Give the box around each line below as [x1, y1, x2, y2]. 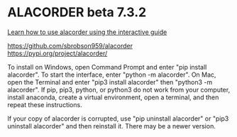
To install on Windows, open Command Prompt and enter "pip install [7, 62, 207, 71]
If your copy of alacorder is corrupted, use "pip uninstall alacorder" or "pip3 [7, 114, 229, 123]
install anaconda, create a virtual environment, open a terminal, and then [7, 93, 219, 102]
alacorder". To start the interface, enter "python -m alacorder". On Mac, [7, 70, 216, 79]
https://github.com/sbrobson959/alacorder [7, 41, 133, 50]
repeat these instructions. [7, 100, 83, 109]
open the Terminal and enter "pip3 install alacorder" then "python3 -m [7, 77, 213, 86]
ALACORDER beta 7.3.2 [7, 4, 147, 21]
